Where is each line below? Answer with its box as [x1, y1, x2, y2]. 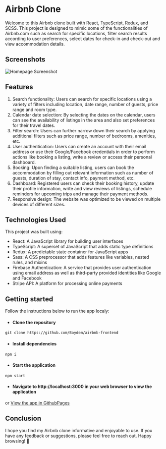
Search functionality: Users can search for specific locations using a [12, 96, 152, 102]
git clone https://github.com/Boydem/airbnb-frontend [5, 331, 119, 336]
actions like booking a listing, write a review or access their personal [12, 154, 152, 160]
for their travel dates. [12, 122, 55, 128]
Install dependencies [12, 340, 57, 346]
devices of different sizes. [12, 201, 65, 207]
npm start [5, 373, 26, 378]
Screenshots [5, 56, 46, 64]
